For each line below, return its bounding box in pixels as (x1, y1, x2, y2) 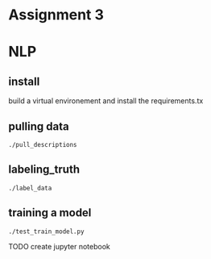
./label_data (8, 184, 52, 192)
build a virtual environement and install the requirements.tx (8, 96, 204, 106)
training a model (8, 206, 92, 219)
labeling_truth (8, 163, 81, 177)
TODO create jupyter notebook (8, 241, 110, 251)
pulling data (8, 119, 70, 133)
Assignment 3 (8, 6, 105, 24)
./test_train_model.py (8, 228, 85, 236)
